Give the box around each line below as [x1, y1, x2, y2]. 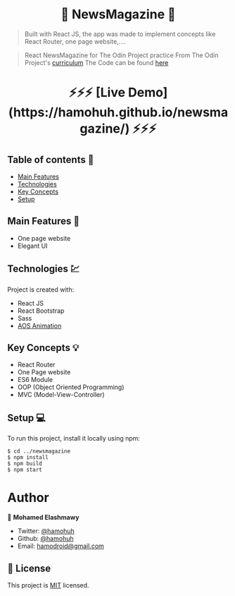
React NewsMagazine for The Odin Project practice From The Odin [24, 51, 219, 59]
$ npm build [7, 460, 42, 467]
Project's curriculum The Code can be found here [24, 58, 169, 66]
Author [7, 490, 49, 506]
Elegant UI [17, 242, 48, 250]
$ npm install [7, 454, 49, 461]
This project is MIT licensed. [7, 580, 89, 589]
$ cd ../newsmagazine [7, 448, 71, 455]
